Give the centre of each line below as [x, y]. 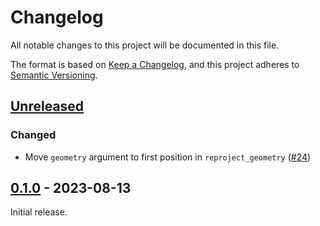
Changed [33, 135]
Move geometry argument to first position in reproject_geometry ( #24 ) [168, 157]
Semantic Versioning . [54, 75]
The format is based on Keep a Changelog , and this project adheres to [155, 64]
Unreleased [47, 106]
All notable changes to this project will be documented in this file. [145, 45]
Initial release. [39, 212]
